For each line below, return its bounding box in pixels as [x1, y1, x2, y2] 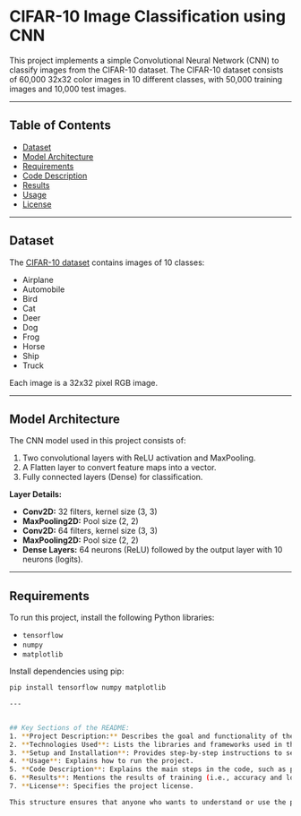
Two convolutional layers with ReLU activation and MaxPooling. [21, 452, 256, 463]
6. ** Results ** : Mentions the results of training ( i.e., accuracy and [9, 773, 282, 783]
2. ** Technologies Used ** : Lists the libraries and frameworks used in [9, 740, 282, 749]
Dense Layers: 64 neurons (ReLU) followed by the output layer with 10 [21, 545, 283, 555]
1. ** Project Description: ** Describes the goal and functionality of [9, 732, 279, 741]
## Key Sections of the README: [9, 723, 130, 732]
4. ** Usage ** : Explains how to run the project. [9, 757, 194, 766]
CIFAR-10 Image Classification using [9, 6, 287, 27]
